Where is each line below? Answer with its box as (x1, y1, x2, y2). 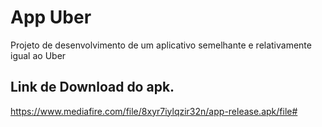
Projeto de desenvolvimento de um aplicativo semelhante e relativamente (10, 39, 312, 51)
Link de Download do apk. (10, 79, 175, 96)
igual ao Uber (10, 49, 67, 61)
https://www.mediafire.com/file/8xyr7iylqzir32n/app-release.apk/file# (10, 105, 298, 117)
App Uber (10, 6, 92, 29)
